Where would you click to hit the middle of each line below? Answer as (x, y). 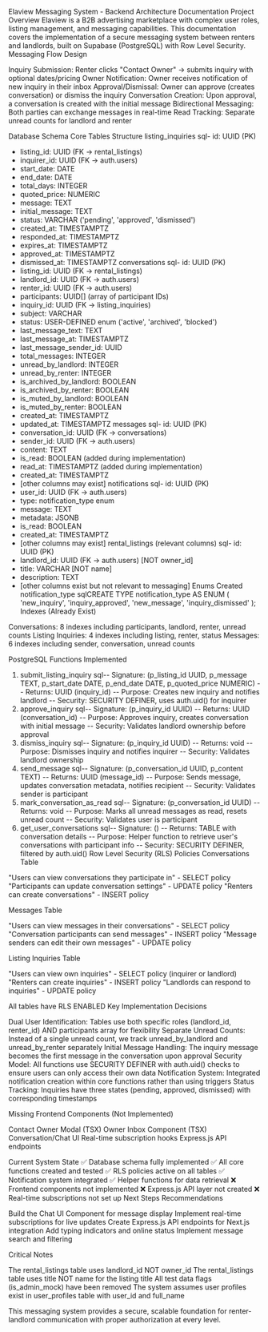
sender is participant (54, 794)
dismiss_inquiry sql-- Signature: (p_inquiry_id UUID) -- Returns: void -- (136, 743)
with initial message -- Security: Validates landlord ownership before (133, 726)
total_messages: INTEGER (63, 356)
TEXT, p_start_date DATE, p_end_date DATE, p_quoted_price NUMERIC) (138, 683)
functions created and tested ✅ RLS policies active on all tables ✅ (117, 1171)
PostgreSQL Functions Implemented (68, 659)
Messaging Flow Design (48, 54)
